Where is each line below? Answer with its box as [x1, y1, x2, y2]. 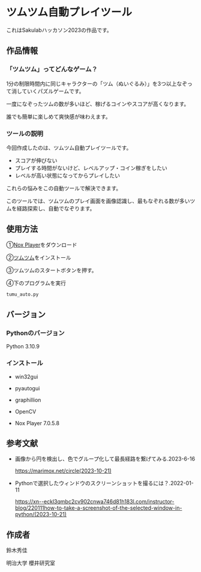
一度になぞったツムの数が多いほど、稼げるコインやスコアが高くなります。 [6, 100, 190, 107]
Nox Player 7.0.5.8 [14, 419, 60, 426]
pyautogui [14, 384, 40, 392]
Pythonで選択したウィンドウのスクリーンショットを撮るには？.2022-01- [14, 480, 194, 487]
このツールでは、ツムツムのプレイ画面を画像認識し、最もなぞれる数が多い [6, 197, 190, 204]
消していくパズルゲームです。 [11, 88, 85, 95]
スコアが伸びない [14, 156, 58, 164]
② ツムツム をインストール [6, 254, 71, 261]
